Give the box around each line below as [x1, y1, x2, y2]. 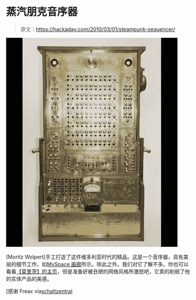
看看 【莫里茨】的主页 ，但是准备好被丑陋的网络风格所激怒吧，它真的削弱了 [6, 268, 185, 275]
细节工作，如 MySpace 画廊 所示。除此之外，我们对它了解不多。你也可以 [16, 260, 189, 267]
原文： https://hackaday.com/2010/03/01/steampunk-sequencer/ [20, 26, 175, 33]
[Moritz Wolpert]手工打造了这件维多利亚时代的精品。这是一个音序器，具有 [6, 253, 184, 260]
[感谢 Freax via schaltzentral [6, 287, 73, 295]
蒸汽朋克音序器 [6, 5, 78, 19]
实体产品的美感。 [10, 275, 52, 282]
